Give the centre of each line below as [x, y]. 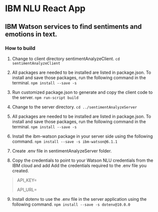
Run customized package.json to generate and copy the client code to [82, 92]
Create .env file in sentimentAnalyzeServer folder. [62, 151]
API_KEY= [27, 180]
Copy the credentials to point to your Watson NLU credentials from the [83, 160]
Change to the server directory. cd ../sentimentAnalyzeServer [75, 107]
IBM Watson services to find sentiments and [73, 27]
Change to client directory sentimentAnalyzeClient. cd [66, 59]
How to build [20, 48]
